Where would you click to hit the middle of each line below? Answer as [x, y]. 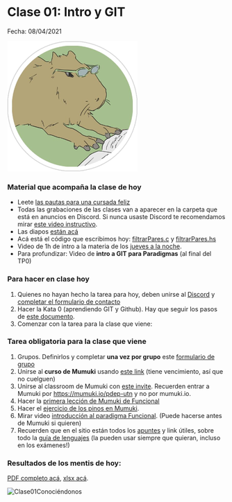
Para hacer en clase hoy [49, 279]
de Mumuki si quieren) [49, 423]
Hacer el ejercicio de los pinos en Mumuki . [78, 408]
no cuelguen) [36, 379]
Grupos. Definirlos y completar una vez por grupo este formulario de [116, 356]
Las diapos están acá [48, 232]
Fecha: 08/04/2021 [35, 31]
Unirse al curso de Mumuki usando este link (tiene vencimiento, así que [120, 371]
